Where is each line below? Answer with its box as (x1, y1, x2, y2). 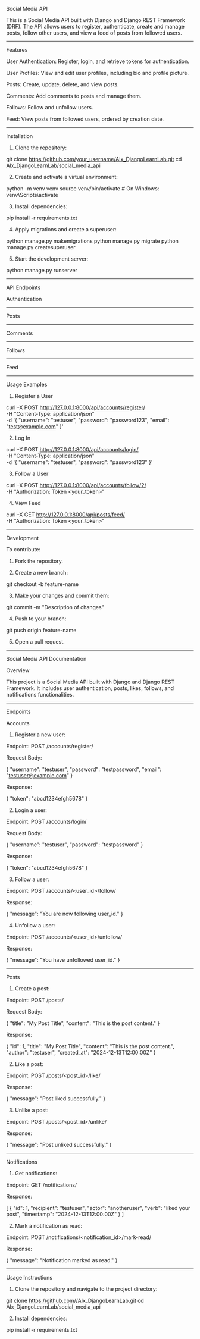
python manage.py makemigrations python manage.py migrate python (6, 237, 179, 244)
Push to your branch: (14, 615, 67, 622)
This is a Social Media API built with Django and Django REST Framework (6, 17, 186, 23)
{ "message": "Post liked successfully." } (6, 1095, 106, 1102)
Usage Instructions (6, 1274, 52, 1281)
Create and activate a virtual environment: (14, 174, 118, 180)
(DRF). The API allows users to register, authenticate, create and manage (6, 23, 185, 30)
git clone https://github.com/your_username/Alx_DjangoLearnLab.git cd (6, 156, 182, 162)
